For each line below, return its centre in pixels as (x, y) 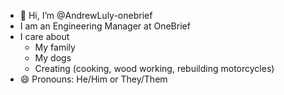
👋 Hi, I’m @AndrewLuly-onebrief (86, 15)
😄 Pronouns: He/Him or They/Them (93, 79)
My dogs (53, 58)
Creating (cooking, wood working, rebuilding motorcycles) (154, 68)
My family (55, 47)
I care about (44, 36)
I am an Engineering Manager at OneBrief (105, 26)
